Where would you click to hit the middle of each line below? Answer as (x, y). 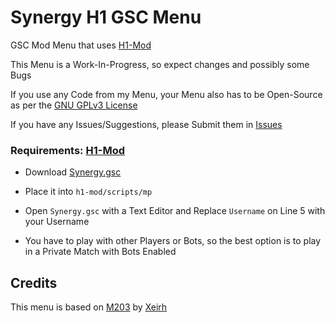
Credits (34, 282)
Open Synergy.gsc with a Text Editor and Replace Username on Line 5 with (175, 211)
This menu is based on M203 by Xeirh (89, 307)
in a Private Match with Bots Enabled (100, 252)
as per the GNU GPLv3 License (74, 105)
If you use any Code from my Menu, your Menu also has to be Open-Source (166, 94)
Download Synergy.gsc (73, 172)
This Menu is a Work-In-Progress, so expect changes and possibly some (160, 64)
